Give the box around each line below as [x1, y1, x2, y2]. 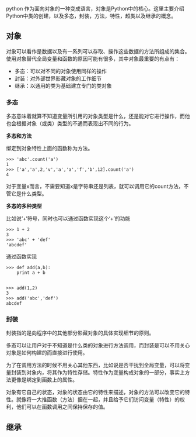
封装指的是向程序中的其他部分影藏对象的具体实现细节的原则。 [6, 329, 155, 336]
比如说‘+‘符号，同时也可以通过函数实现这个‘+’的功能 [6, 215, 131, 222]
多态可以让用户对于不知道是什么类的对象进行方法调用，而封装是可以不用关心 [6, 342, 190, 349]
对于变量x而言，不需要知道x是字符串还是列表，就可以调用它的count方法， [6, 183, 184, 190]
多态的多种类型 [6, 202, 42, 209]
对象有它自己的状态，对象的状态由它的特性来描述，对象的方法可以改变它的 [6, 388, 185, 396]
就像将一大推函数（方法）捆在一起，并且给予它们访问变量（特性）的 [16, 396, 180, 403]
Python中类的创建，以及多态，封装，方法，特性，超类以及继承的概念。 [6, 12, 177, 19]
